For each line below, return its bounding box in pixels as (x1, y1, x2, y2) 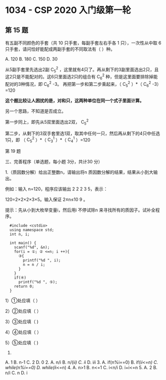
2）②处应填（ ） (5, 308, 41, 314)
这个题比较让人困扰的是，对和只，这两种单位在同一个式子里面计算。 (5, 98, 144, 104)
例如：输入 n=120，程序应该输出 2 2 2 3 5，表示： (5, 186, 108, 192)
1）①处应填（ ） (5, 298, 41, 304)
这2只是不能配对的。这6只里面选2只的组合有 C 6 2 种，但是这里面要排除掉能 (5, 73, 158, 81)
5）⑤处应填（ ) (5, 340, 39, 346)
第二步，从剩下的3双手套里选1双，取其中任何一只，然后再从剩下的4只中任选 (5, 130, 160, 136)
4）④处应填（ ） (5, 329, 42, 335)
